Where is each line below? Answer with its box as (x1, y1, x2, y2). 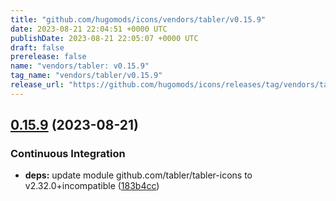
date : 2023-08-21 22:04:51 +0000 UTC (10, 24, 168, 34)
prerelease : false (10, 52, 87, 62)
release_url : (10, 80, 65, 90)
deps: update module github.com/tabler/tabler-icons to (24, 169, 253, 181)
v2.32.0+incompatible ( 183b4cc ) (24, 180, 160, 192)
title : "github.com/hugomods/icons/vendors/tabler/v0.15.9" (10, 14, 267, 25)
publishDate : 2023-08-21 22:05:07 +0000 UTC (10, 33, 199, 43)
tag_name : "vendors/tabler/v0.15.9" (10, 71, 163, 81)
